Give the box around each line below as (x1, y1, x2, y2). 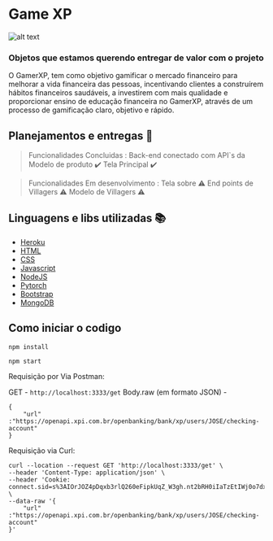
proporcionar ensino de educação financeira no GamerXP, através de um (8, 97, 253, 107)
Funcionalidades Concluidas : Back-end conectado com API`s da (28, 151, 245, 160)
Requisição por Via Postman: (8, 371, 105, 381)
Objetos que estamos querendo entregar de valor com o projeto (8, 52, 264, 63)
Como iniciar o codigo (8, 321, 122, 335)
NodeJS (19, 272, 48, 281)
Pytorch (19, 280, 47, 290)
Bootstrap (19, 289, 54, 299)
